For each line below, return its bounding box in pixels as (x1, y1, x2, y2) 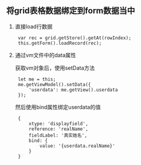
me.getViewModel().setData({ (17, 81, 92, 87)
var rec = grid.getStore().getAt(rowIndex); (17, 35, 131, 41)
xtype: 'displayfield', (28, 120, 89, 126)
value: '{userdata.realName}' (39, 143, 116, 149)
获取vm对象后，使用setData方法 (14, 64, 95, 71)
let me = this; (17, 76, 56, 82)
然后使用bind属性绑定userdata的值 (14, 103, 101, 110)
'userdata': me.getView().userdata (28, 87, 118, 93)
